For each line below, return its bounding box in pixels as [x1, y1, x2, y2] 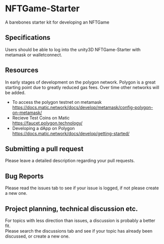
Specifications [5, 33, 50, 42]
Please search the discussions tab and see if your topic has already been [5, 228, 153, 234]
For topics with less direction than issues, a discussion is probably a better [5, 217, 156, 223]
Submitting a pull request [5, 145, 84, 153]
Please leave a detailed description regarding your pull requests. [5, 158, 135, 164]
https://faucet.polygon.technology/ [12, 120, 83, 126]
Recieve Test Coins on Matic [12, 115, 70, 121]
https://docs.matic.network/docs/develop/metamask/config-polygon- [12, 104, 153, 110]
